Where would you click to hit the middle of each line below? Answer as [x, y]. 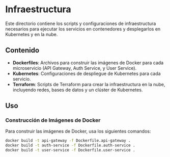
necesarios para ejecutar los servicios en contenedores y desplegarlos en [83, 29]
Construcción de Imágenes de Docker [53, 120]
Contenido [22, 50]
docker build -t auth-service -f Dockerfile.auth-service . [70, 146]
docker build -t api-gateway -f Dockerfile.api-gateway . [68, 141]
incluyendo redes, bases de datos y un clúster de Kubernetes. [78, 90]
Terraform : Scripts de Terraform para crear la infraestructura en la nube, [89, 84]
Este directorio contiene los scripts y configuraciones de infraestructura [81, 23]
